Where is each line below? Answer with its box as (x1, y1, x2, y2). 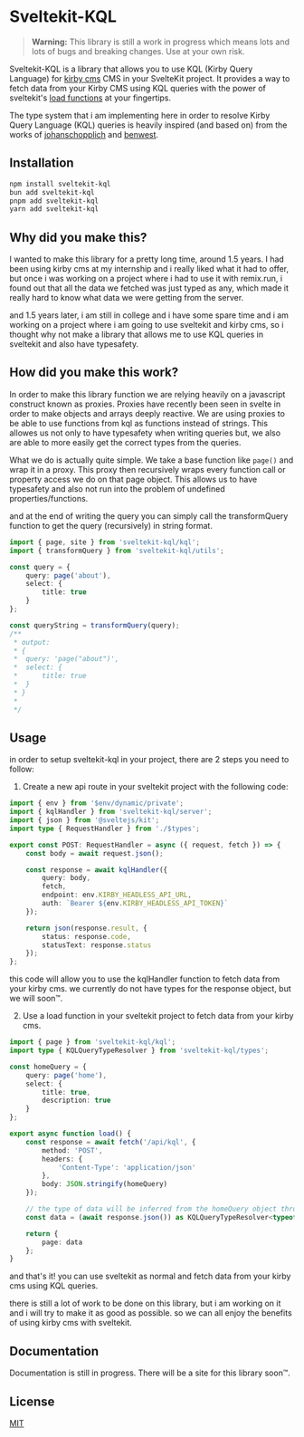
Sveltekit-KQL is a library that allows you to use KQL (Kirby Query (9, 63, 253, 74)
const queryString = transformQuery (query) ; (9, 620, 180, 630)
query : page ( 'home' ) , (25, 1070, 107, 1079)
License (9, 1394, 55, 1409)
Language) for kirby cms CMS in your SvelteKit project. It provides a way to (9, 72, 290, 83)
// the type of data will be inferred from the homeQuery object (25, 1204, 278, 1214)
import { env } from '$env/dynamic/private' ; (9, 799, 184, 808)
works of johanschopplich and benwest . (9, 129, 159, 139)
